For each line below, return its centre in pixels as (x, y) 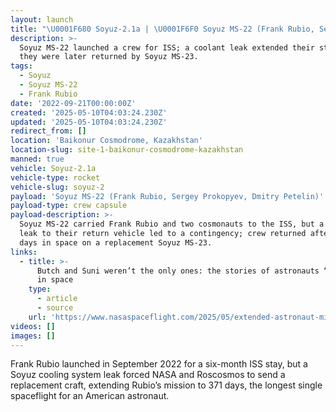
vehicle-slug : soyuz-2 (57, 187)
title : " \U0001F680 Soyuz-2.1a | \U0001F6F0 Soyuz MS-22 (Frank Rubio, (162, 29)
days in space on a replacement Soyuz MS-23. (116, 242)
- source (55, 308)
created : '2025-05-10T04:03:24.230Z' (89, 112)
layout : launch (42, 19)
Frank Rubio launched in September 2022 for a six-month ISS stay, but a (159, 364)
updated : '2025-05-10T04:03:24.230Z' (89, 122)
